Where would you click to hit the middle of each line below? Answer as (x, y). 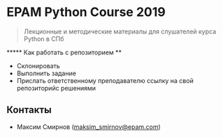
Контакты (29, 110)
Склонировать (38, 66)
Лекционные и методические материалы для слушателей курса (120, 31)
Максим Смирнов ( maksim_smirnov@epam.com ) (89, 127)
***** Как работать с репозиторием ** (64, 52)
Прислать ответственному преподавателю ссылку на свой (105, 80)
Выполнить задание (46, 73)
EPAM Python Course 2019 (86, 12)
